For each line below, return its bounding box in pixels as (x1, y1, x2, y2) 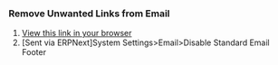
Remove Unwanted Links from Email (8, 7, 170, 20)
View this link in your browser (21, 28, 132, 39)
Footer (21, 47, 47, 58)
